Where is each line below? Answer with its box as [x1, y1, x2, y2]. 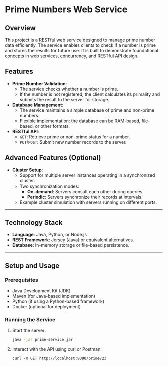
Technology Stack [5, 218, 63, 227]
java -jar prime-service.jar [12, 337, 73, 342]
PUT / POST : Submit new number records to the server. [19, 139, 127, 145]
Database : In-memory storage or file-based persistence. [12, 242, 130, 248]
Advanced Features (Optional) [5, 154, 101, 162]
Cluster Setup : [12, 167, 43, 173]
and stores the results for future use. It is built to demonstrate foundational [5, 48, 158, 53]
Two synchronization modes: [19, 183, 80, 189]
